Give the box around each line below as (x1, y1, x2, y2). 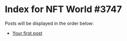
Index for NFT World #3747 (5, 4, 122, 15)
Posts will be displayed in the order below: (5, 20, 94, 26)
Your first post (12, 30, 43, 36)
